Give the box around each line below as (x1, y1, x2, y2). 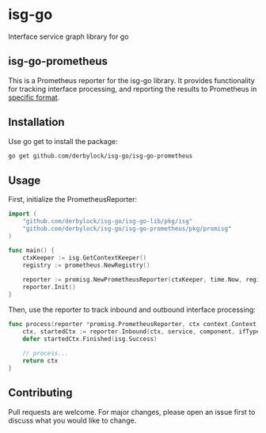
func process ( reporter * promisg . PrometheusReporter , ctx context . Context (8, 320, 257, 328)
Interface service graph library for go (8, 32, 129, 41)
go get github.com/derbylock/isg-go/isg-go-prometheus (8, 152, 193, 160)
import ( (8, 210, 37, 218)
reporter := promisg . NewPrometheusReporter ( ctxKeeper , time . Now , (22, 275, 243, 284)
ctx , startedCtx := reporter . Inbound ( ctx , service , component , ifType (22, 327, 260, 336)
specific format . (8, 93, 60, 102)
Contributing (8, 386, 73, 400)
